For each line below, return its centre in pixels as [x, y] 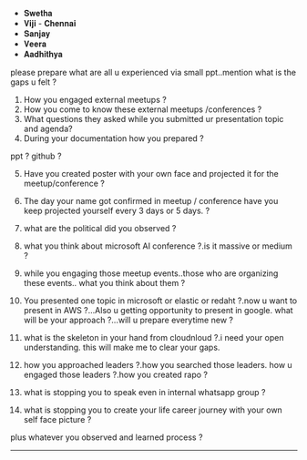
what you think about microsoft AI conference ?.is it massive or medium [158, 246]
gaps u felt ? [34, 82]
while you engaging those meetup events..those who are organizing [151, 273]
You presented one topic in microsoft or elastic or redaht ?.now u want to [160, 301]
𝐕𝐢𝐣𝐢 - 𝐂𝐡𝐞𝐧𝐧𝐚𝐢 [50, 23]
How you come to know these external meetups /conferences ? [143, 109]
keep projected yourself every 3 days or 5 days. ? [117, 210]
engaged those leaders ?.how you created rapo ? [116, 374]
